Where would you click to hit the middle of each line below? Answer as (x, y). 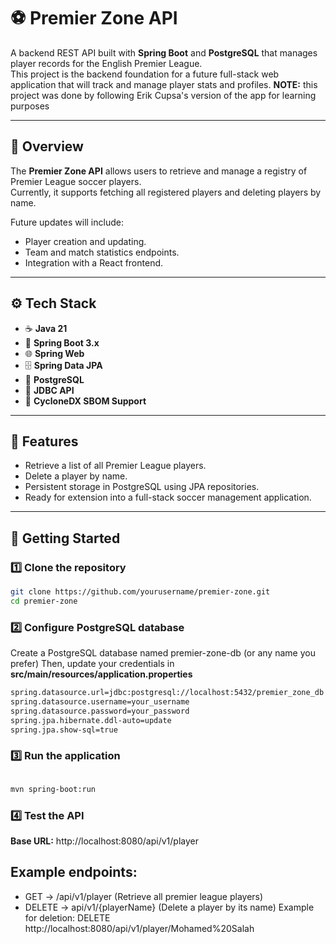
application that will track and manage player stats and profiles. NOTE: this (164, 84)
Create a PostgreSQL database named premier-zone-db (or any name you (163, 653)
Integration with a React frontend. (94, 262)
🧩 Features (44, 441)
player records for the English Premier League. (106, 63)
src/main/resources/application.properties (101, 674)
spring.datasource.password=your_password (100, 711)
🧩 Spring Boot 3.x (62, 342)
